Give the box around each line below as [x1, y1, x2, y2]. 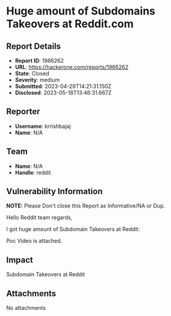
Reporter [6, 107, 40, 117]
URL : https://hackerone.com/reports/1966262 [14, 63, 128, 71]
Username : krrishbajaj [14, 122, 71, 130]
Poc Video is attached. [6, 237, 63, 245]
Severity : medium [14, 77, 60, 83]
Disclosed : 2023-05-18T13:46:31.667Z [14, 89, 112, 96]
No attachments [6, 305, 46, 312]
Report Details [6, 41, 61, 51]
